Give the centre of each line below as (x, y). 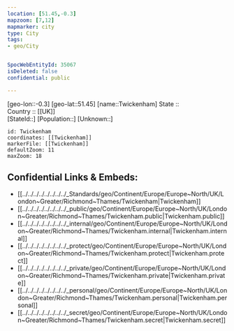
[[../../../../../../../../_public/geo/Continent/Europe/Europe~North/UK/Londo (122, 209)
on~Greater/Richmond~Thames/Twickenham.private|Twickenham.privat (121, 276)
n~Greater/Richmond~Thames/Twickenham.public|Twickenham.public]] (121, 216)
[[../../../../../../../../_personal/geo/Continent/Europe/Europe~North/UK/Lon (122, 290)
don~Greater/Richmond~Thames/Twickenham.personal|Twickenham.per (122, 298)
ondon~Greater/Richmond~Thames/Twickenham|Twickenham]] (109, 201)
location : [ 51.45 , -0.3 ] (42, 14)
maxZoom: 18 (24, 156)
